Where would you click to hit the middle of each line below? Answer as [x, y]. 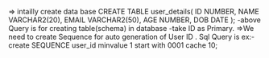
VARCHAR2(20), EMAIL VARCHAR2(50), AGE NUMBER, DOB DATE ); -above [135, 20]
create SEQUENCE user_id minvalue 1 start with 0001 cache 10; [113, 45]
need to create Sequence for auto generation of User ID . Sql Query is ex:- [132, 37]
